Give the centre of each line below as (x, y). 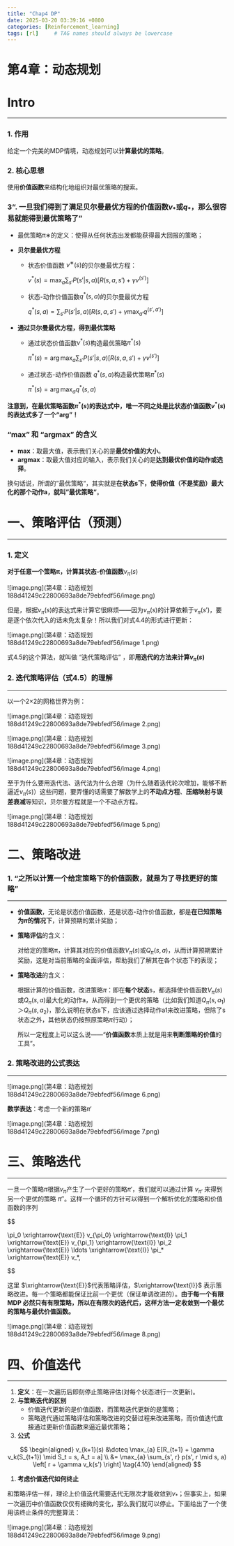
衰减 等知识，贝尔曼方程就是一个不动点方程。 (77, 802)
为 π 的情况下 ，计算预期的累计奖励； (68, 920)
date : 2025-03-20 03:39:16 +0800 (56, 20)
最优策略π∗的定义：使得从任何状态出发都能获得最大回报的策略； (110, 235)
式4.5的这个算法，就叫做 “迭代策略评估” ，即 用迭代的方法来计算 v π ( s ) (106, 658)
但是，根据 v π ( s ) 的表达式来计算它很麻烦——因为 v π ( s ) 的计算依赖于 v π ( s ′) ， (111, 611)
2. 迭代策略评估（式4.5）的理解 (60, 678)
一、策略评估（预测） (69, 523)
